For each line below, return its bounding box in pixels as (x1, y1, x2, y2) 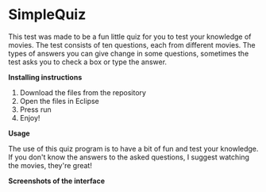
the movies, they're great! (8, 160, 93, 170)
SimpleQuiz (8, 6, 87, 24)
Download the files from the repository (19, 87, 147, 97)
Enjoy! (19, 113, 40, 122)
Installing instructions (8, 72, 83, 82)
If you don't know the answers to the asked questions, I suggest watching (8, 152, 250, 162)
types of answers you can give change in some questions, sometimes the (8, 48, 249, 58)
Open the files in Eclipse (19, 96, 99, 106)
